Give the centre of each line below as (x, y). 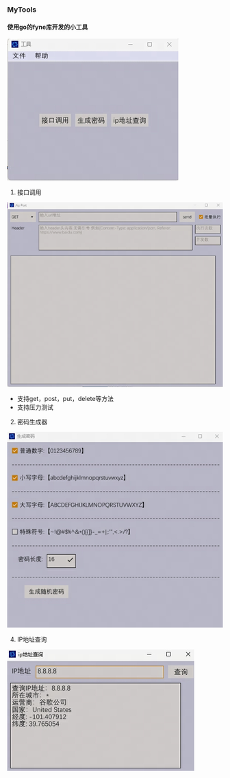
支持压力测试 (35, 407)
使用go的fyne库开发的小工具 (48, 27)
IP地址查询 (32, 639)
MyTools (22, 10)
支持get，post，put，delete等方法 (65, 399)
